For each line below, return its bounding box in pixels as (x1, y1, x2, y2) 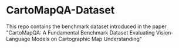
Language (6, 35, 31, 42)
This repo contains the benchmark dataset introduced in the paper (6, 23, 167, 30)
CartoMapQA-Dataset (6, 4, 115, 17)
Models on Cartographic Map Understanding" (31, 35, 143, 42)
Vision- (156, 29, 174, 36)
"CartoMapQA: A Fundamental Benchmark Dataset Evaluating (6, 29, 155, 36)
